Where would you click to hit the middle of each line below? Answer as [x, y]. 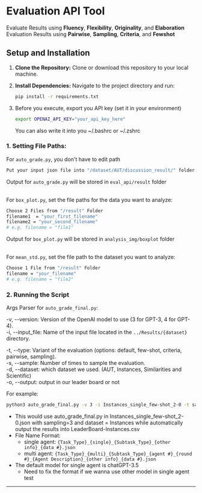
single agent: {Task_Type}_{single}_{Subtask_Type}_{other [97, 442]
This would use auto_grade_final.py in [62, 416]
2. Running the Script [38, 295]
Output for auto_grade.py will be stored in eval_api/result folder [86, 182]
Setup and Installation [48, 53]
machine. [26, 74]
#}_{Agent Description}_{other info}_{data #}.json [90, 459]
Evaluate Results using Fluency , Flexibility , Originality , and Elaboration [95, 28]
